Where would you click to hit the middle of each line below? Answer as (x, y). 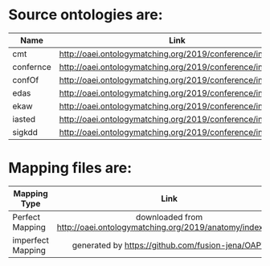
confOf (26, 80)
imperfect (31, 240)
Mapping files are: (70, 168)
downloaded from (169, 217)
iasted (24, 119)
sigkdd (25, 132)
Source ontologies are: (86, 15)
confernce (32, 67)
